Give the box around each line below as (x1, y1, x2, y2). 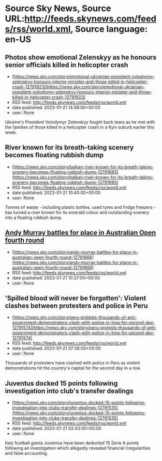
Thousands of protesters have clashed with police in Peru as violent (5, 360, 140, 366)
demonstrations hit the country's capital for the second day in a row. (5, 365, 141, 371)
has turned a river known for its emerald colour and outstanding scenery (5, 209, 149, 215)
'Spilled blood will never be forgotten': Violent (5, 294, 147, 302)
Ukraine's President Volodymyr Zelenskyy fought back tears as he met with (5, 119, 155, 125)
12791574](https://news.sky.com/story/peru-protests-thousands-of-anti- (12, 325, 157, 330)
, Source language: (70, 24, 148, 34)
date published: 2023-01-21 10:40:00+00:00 (12, 190, 101, 196)
